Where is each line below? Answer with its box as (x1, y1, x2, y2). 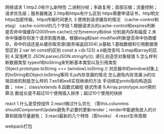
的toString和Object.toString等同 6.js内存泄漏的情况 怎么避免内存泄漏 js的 (5, 72, 152, 78)
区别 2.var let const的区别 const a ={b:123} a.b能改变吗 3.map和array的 (9, 47, 153, 53)
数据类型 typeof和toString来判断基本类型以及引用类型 (9, 59, 117, 65)
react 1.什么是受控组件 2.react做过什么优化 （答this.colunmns (5, 101, 129, 107)
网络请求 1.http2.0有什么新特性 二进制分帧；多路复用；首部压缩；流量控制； (5, 4, 158, 10)
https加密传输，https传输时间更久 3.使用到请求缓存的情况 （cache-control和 (5, 17, 159, 22)
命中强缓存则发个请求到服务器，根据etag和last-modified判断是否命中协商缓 (5, 35, 157, 41)
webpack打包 (5, 123, 33, 129)
